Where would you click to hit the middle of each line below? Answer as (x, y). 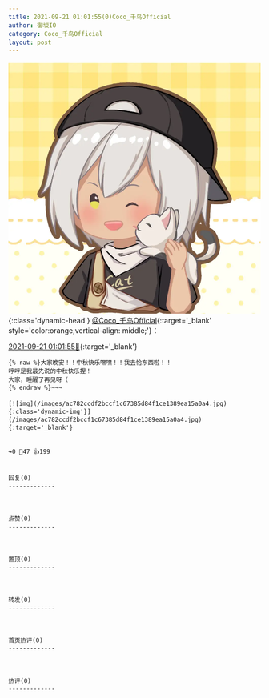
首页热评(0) (26, 640)
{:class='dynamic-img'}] (50, 412)
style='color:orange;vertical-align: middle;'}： (84, 331)
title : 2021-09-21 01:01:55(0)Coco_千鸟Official (90, 17)
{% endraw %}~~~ (35, 388)
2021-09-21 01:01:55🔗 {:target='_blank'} (73, 347)
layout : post (30, 42)
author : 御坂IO (32, 25)
